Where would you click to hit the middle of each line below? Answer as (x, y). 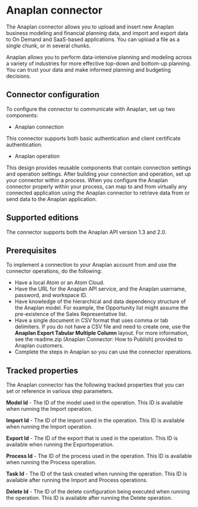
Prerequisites (31, 251)
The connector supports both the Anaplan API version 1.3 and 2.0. (86, 232)
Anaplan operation (37, 156)
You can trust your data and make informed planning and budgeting (89, 69)
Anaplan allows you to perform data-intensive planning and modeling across (99, 57)
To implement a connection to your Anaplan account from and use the (91, 265)
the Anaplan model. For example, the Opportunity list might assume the (101, 308)
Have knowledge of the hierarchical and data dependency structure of (100, 302)
